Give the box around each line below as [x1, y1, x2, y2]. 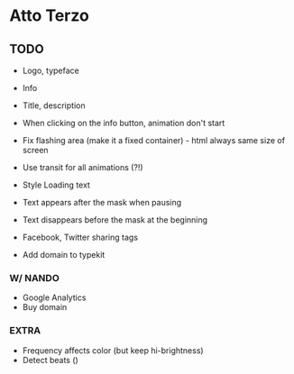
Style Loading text [22, 179, 90, 190]
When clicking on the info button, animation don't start [22, 118, 225, 128]
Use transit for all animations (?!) [22, 162, 143, 172]
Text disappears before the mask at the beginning [22, 214, 208, 225]
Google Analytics [22, 292, 87, 303]
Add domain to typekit [22, 250, 106, 260]
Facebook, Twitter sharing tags [22, 232, 138, 242]
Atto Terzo [9, 5, 90, 26]
